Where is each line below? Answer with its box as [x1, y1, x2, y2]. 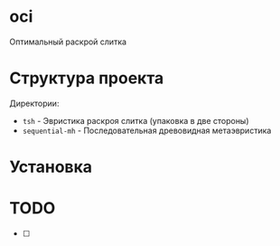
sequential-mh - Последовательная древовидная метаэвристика [22, 125, 272, 136]
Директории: [9, 98, 60, 109]
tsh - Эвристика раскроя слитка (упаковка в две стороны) [22, 115, 250, 126]
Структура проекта [9, 68, 164, 89]
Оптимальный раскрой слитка [9, 36, 127, 47]
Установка [9, 156, 93, 177]
